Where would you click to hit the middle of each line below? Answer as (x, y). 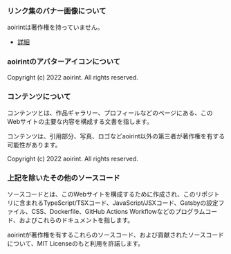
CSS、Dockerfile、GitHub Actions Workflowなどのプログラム (118, 212)
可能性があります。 (34, 145)
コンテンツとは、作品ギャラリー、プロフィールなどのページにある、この (110, 113)
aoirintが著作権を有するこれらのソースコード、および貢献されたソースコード (116, 235)
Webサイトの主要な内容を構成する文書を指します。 (80, 121)
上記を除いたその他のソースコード (64, 178)
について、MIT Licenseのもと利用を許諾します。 (75, 244)
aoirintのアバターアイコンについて (64, 62)
